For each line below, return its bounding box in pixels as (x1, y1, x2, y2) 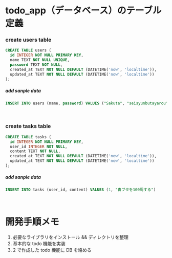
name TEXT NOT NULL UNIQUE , (10, 58, 70, 63)
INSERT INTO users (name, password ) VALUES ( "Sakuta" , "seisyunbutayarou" (5, 101, 168, 106)
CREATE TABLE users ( (5, 48, 52, 53)
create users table (5, 36, 52, 44)
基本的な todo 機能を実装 (12, 240, 66, 247)
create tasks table (5, 123, 51, 130)
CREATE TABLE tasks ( (5, 134, 52, 139)
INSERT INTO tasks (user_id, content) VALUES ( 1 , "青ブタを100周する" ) (5, 187, 156, 192)
